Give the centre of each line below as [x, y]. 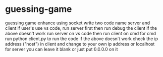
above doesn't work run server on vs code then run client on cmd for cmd [81, 33]
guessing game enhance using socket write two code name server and [78, 23]
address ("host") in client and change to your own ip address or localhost [80, 44]
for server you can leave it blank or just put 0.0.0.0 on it [61, 49]
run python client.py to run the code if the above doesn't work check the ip [81, 39]
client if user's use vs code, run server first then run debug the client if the [81, 28]
